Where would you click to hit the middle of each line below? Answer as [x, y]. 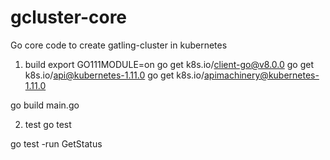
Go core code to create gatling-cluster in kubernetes [119, 45]
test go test [48, 124]
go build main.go [45, 105]
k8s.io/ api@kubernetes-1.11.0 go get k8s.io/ [114, 75]
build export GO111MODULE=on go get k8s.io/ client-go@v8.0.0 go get [169, 64]
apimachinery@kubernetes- [261, 75]
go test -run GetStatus [56, 143]
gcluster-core [69, 17]
